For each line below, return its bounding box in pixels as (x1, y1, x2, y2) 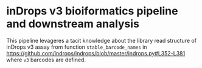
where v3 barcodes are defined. (6, 56, 86, 63)
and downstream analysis (6, 17, 140, 31)
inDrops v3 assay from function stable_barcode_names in (6, 43, 147, 51)
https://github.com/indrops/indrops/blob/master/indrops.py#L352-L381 (6, 49, 186, 57)
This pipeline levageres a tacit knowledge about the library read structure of (6, 37, 197, 44)
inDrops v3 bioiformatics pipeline (6, 4, 178, 18)
